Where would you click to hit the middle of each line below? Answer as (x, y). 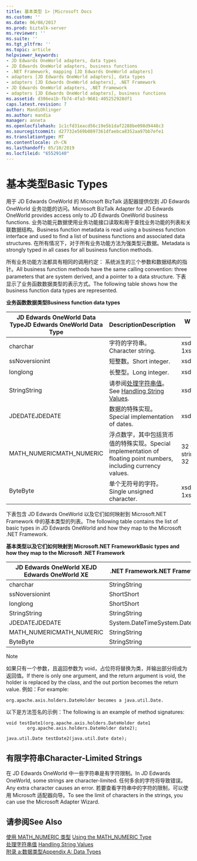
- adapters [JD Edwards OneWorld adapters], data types (76, 77)
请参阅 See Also (34, 822)
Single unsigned (131, 491)
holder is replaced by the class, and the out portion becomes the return (92, 682)
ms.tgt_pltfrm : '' (28, 45)
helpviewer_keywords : (33, 55)
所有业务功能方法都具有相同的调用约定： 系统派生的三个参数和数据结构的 (94, 262)
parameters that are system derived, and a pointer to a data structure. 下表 (96, 277)
